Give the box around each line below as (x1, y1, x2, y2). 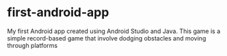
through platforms (7, 41, 58, 49)
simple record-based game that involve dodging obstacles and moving (7, 34, 206, 42)
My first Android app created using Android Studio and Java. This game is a (7, 27, 221, 35)
